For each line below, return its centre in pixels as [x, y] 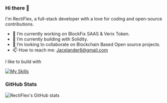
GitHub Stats [21, 84]
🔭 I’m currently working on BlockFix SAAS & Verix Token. [71, 34]
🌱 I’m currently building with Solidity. [50, 39]
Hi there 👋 [18, 8]
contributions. [20, 24]
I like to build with [23, 61]
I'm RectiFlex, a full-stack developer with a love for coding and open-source [84, 19]
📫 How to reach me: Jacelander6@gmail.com [60, 50]
